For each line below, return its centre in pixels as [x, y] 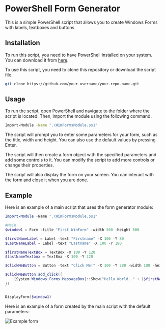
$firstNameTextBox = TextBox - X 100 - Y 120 [50, 252]
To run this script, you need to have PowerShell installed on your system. [79, 55]
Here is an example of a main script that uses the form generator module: [79, 207]
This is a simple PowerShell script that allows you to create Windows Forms [82, 22]
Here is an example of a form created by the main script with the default [78, 306]
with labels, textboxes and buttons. [41, 27]
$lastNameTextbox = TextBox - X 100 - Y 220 [49, 257]
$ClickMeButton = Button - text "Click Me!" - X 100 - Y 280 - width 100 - [80, 266]
